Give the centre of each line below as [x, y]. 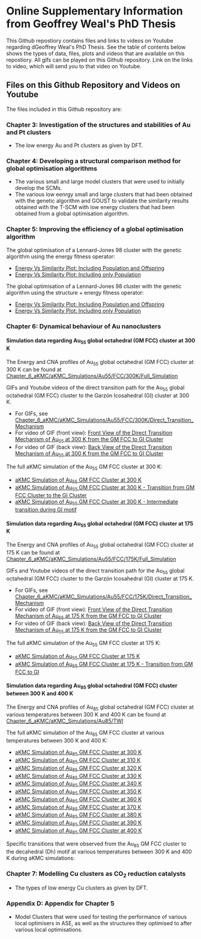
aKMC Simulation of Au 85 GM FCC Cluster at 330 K [78, 777]
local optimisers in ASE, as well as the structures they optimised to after [103, 923]
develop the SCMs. [38, 188]
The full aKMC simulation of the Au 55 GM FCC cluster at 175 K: [83, 644]
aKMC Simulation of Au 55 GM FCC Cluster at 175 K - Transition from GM [104, 664]
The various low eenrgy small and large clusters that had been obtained [103, 195]
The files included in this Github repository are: [64, 109]
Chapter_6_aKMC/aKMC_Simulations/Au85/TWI [65, 721]
